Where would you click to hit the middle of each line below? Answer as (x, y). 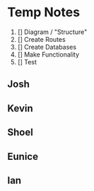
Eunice (23, 156)
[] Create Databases (47, 47)
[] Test (27, 62)
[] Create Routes (41, 39)
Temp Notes (43, 12)
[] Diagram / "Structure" (52, 32)
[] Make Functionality (48, 54)
